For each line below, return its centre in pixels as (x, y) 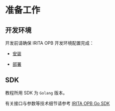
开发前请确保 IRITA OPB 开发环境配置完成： (50, 43)
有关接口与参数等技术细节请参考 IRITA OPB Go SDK (57, 103)
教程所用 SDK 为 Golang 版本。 (36, 93)
